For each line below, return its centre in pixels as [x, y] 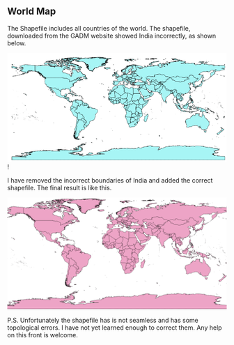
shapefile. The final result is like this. [60, 188]
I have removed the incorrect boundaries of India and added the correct [110, 181]
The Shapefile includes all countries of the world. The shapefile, [99, 28]
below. [17, 43]
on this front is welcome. [42, 335]
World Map [32, 11]
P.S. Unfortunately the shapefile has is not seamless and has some [103, 321]
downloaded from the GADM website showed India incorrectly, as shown [112, 36]
